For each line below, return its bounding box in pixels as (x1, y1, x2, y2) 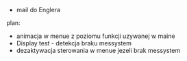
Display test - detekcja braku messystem (16, 39, 132, 47)
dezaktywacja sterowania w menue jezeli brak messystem (16, 47, 181, 54)
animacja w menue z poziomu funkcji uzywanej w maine (16, 32, 175, 40)
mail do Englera (16, 6, 61, 14)
